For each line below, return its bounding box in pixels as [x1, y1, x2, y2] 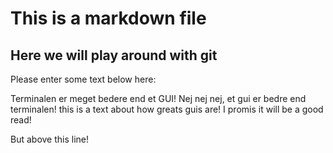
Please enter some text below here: [10, 73, 157, 85]
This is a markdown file [10, 7, 207, 30]
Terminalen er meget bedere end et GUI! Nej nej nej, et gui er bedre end [10, 93, 307, 104]
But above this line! [10, 133, 90, 145]
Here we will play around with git [10, 47, 218, 64]
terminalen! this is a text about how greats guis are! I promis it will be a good [10, 103, 324, 115]
